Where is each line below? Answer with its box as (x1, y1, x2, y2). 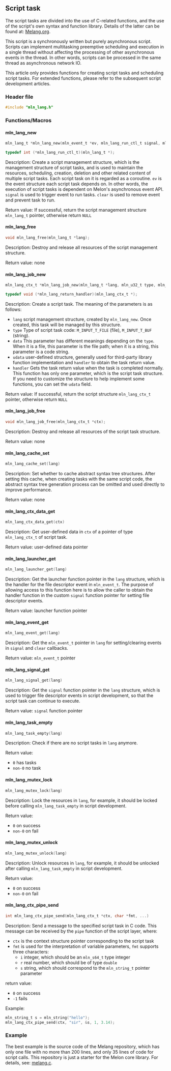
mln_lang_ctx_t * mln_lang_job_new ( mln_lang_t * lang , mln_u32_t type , (5, 282, 156, 288)
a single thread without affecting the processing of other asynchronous (5, 49, 155, 55)
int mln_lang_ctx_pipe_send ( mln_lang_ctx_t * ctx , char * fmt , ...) (5, 913, 149, 918)
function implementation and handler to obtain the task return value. (12, 359, 156, 365)
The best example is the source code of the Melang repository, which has (5, 1043, 160, 1050)
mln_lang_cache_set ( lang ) (5, 461, 60, 467)
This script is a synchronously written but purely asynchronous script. (5, 38, 152, 44)
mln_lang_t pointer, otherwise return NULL (5, 212, 92, 218)
